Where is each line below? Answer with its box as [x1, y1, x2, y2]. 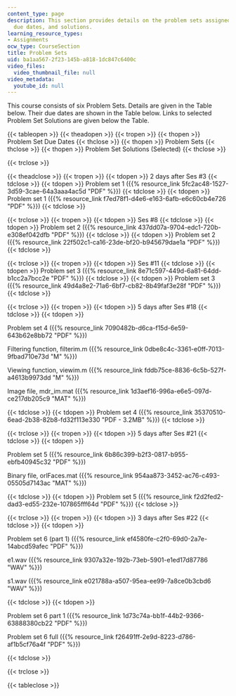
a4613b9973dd [7, 373, 51, 382]
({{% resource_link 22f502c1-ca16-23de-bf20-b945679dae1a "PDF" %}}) [7, 238, 221, 247]
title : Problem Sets [7, 50, 68, 57]
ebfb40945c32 [7, 458, 51, 466]
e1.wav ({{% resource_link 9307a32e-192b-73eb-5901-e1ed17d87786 [7, 556, 209, 565]
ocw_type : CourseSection [7, 43, 80, 50]
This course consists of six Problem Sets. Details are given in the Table [7, 101, 212, 110]
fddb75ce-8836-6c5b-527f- [144, 366, 227, 375]
